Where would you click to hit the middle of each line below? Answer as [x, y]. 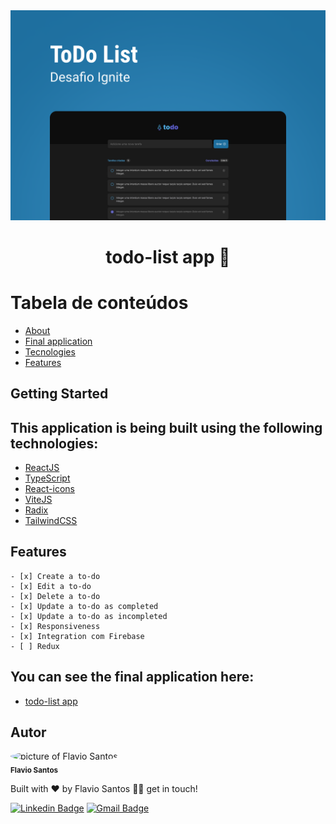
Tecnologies [50, 351]
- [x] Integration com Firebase [77, 636]
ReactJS [42, 467]
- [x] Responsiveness [55, 626]
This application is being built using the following [166, 427]
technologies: [54, 443]
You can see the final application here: [132, 677]
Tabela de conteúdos [99, 303]
